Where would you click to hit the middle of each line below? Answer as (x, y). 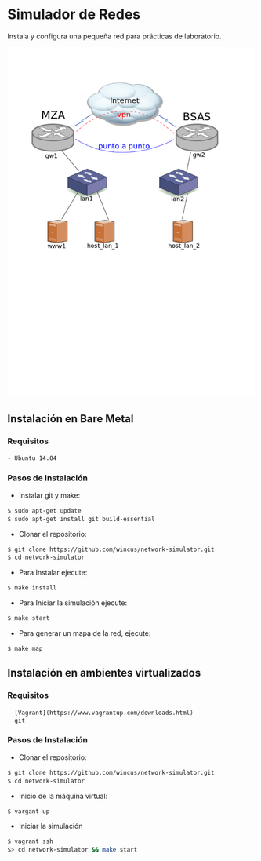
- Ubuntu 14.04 (32, 458)
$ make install (32, 588)
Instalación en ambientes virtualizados (104, 673)
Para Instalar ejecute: (53, 573)
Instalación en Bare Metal (71, 419)
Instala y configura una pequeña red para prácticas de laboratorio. (114, 36)
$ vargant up (29, 811)
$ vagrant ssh (31, 841)
